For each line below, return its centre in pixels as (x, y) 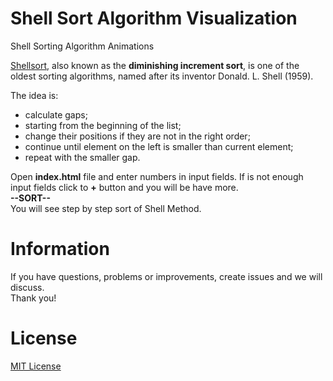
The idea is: (34, 95)
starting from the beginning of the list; (103, 125)
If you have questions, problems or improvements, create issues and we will (166, 276)
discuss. (27, 287)
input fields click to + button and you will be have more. (124, 187)
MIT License (36, 366)
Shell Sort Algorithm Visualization (154, 18)
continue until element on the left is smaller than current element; (159, 146)
